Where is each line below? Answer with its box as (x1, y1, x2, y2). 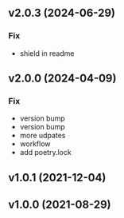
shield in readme (19, 48, 75, 58)
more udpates (19, 131, 66, 141)
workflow (19, 139, 51, 149)
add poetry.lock (19, 148, 72, 157)
